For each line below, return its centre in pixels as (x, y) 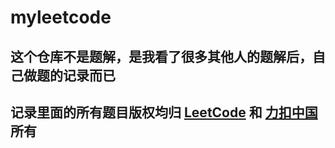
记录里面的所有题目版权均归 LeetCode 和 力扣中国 (164, 112)
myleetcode (61, 17)
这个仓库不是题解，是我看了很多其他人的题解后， (161, 56)
